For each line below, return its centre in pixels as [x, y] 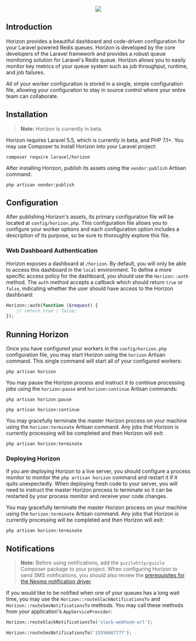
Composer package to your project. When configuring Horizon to [99, 569]
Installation [27, 115]
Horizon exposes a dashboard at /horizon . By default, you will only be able [96, 263]
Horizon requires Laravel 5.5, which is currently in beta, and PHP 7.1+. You [95, 140]
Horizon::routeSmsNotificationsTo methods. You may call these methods [95, 605]
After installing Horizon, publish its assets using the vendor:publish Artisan [96, 168]
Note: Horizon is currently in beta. [61, 128]
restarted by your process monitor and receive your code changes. [87, 496]
